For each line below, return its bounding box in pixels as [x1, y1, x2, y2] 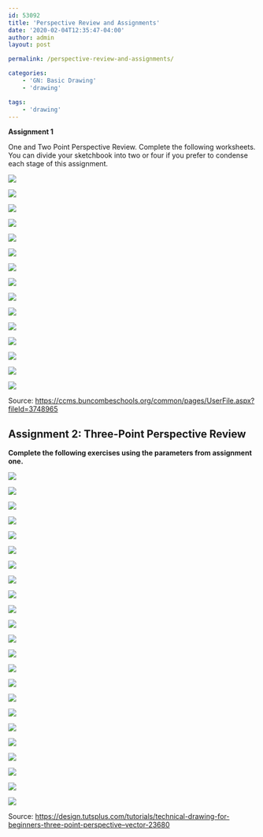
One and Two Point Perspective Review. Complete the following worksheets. [8, 143, 256, 152]
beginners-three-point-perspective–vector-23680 [8, 820, 171, 830]
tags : [8, 98, 26, 106]
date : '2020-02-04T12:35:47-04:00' [8, 26, 125, 34]
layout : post [8, 41, 51, 49]
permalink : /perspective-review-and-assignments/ [8, 55, 175, 63]
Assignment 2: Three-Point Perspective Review [8, 427, 246, 441]
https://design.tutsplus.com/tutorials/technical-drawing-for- [35, 812, 230, 821]
